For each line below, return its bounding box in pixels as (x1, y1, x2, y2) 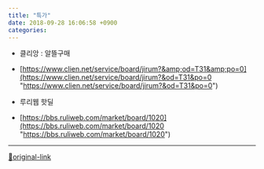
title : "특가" (8, 11, 51, 20)
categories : (8, 26, 47, 34)
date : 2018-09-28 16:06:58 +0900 (8, 19, 118, 27)
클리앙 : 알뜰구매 (19, 49, 71, 58)
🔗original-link (8, 152, 52, 162)
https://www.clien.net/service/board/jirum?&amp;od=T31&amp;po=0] (22, 64, 247, 74)
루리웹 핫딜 (19, 97, 54, 107)
